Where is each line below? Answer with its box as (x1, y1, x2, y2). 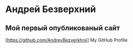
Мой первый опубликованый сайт (5, 24, 120, 32)
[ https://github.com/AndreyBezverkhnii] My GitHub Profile (5, 37, 128, 43)
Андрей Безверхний (5, 4, 96, 15)
